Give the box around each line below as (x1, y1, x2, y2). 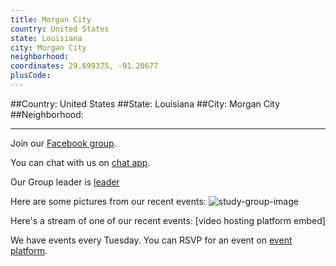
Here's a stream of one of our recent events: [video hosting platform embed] (10, 214, 326, 226)
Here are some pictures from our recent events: (10, 195, 207, 207)
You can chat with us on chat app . (10, 156, 151, 168)
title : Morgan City (10, 14, 92, 25)
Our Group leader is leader (10, 176, 120, 188)
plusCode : (10, 71, 52, 81)
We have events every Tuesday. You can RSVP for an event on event (10, 234, 293, 246)
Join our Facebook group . (10, 137, 117, 149)
